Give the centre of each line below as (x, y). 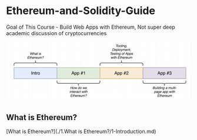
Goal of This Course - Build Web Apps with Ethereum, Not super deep (91, 27)
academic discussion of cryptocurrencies (56, 33)
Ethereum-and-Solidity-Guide (81, 11)
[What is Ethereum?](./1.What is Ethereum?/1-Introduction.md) (81, 132)
